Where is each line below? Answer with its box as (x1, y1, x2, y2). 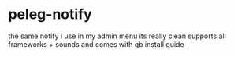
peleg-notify (8, 5, 92, 23)
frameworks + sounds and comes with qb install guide (8, 39, 184, 48)
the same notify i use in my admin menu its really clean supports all (8, 31, 226, 41)
